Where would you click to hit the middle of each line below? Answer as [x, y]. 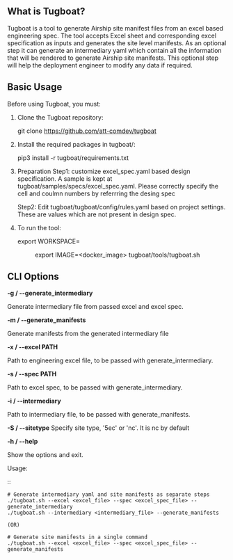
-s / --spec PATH [32, 374]
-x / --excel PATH [33, 347]
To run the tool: [39, 227]
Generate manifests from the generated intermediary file [88, 334]
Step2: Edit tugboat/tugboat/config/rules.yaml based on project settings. [121, 207]
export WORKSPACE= [49, 241]
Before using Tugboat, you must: [54, 104]
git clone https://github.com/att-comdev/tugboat [87, 131]
